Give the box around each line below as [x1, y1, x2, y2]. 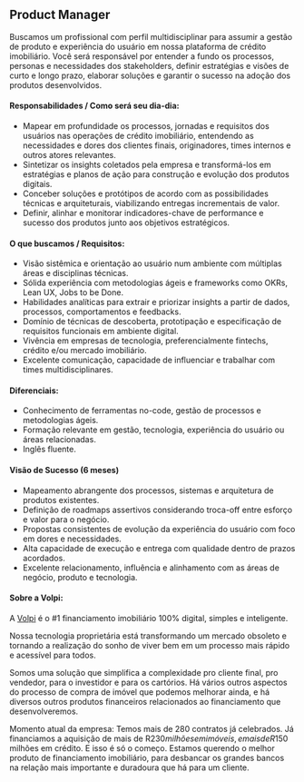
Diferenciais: [9, 385, 59, 396]
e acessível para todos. [9, 649, 97, 660]
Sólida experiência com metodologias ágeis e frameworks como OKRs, [22, 277, 289, 289]
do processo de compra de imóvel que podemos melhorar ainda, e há [9, 686, 270, 698]
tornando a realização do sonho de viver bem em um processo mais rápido [9, 639, 290, 650]
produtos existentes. [22, 494, 100, 505]
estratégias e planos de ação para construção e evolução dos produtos [22, 169, 290, 180]
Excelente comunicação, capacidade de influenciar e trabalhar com [22, 354, 275, 366]
